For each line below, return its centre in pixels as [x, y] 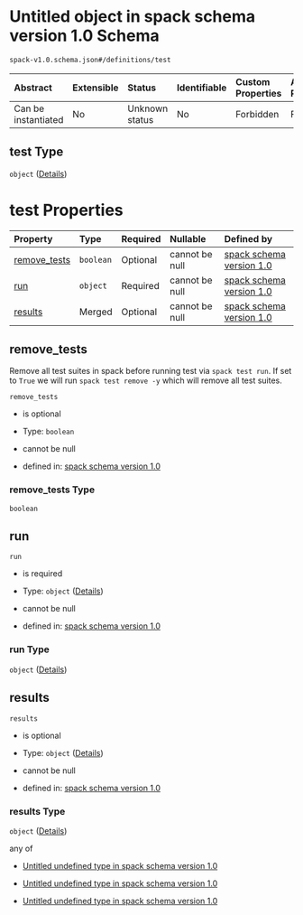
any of [21, 848]
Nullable [188, 238]
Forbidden [257, 114]
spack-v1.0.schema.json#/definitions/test [90, 60]
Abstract [33, 88]
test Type [37, 152]
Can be [29, 108]
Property [33, 238]
